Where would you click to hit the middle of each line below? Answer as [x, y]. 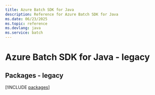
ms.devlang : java [23, 28]
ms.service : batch [24, 33]
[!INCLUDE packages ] [27, 87]
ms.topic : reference [26, 24]
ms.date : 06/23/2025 [26, 19]
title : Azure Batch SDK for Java [40, 10]
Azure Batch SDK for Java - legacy [77, 57]
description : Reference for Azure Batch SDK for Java [62, 14]
